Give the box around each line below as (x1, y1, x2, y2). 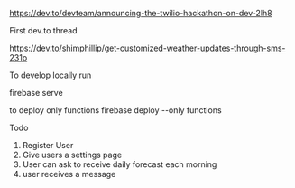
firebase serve (9, 88, 63, 98)
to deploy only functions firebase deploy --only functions (9, 105, 223, 116)
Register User (22, 140, 74, 150)
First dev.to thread (9, 25, 78, 35)
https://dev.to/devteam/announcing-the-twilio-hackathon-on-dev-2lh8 (9, 8, 272, 18)
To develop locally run (9, 70, 92, 80)
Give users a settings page (22, 149, 123, 160)
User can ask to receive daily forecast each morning (22, 159, 217, 170)
